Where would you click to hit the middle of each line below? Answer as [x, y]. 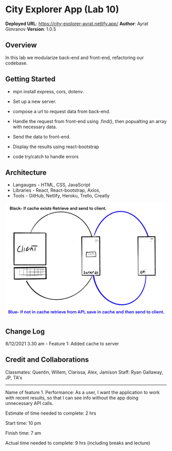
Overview [21, 45]
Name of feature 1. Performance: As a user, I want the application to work [83, 392]
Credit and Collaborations [47, 360]
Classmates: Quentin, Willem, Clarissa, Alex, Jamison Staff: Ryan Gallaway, [84, 372]
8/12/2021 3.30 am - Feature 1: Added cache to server [62, 344]
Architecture [26, 172]
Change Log [25, 331]
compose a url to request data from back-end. [61, 111]
